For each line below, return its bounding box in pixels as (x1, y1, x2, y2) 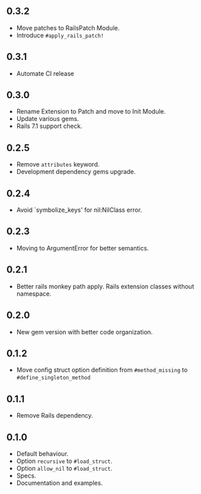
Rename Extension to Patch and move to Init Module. (16, 107, 166, 116)
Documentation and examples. (16, 478, 104, 487)
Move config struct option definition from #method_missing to (16, 366, 188, 374)
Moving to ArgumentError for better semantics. (16, 244, 149, 252)
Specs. (16, 471, 36, 480)
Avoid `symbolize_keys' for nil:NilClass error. (16, 206, 142, 214)
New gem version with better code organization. (16, 327, 153, 336)
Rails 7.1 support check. (16, 122, 83, 130)
